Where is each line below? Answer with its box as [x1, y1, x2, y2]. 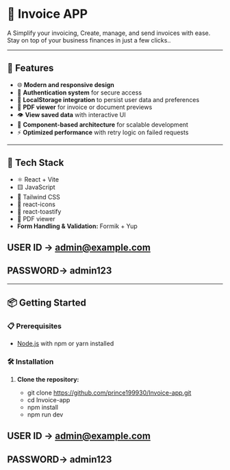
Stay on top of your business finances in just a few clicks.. [7, 36, 171, 44]
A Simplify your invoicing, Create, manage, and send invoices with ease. [7, 29, 211, 37]
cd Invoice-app [27, 395, 71, 404]
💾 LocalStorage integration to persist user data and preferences [16, 95, 200, 103]
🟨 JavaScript [16, 183, 55, 191]
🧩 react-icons [16, 200, 56, 208]
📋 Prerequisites [7, 321, 62, 331]
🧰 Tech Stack [7, 157, 64, 169]
